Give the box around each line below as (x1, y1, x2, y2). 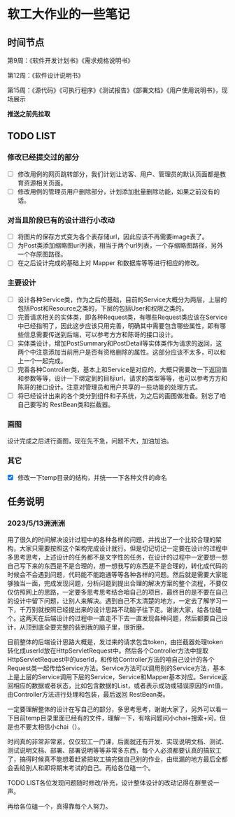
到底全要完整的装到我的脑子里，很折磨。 (31, 623, 148, 632)
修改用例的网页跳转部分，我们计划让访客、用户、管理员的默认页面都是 (17, 169, 220, 178)
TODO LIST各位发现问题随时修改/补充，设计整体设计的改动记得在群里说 (7, 779, 213, 787)
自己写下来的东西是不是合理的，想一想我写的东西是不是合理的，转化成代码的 (7, 562, 228, 570)
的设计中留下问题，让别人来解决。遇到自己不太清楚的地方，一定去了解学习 (7, 597, 222, 605)
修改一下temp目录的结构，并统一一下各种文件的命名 (17, 473, 168, 481)
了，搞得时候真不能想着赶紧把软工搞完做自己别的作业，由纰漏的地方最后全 (7, 755, 222, 763)
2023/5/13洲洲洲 (7, 518, 65, 528)
